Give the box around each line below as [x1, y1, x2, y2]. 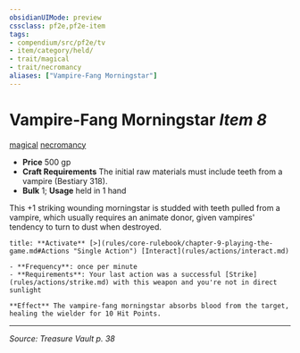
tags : [9, 29, 29, 38]
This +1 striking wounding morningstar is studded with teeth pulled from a [9, 202, 281, 213]
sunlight [9, 285, 42, 295]
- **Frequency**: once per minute [9, 262, 138, 271]
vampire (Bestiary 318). [21, 175, 108, 186]
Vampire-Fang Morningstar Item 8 [9, 109, 268, 130]
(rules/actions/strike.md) [9, 278, 110, 287]
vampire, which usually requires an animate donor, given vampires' [9, 212, 255, 223]
